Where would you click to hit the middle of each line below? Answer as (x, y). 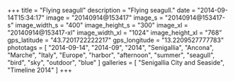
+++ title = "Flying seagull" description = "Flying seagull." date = (102, 10)
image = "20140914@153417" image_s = (105, 18)
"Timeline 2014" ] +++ (40, 70)
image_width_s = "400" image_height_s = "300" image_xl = (102, 25)
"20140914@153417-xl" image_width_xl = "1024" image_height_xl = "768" (115, 32)
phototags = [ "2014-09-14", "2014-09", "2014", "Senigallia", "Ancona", (111, 48)
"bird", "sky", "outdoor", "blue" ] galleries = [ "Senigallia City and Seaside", (116, 62)
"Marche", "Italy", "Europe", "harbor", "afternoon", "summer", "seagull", (111, 55)
